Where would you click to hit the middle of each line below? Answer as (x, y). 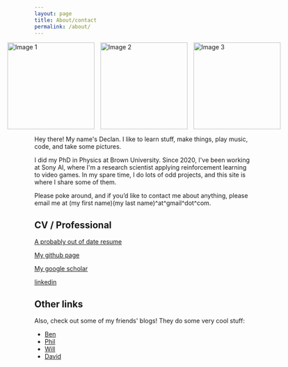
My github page (57, 255)
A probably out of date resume (78, 242)
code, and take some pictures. (78, 147)
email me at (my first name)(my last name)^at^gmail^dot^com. (123, 203)
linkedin (46, 282)
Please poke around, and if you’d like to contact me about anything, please (141, 196)
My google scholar (61, 269)
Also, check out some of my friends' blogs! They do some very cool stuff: (139, 321)
